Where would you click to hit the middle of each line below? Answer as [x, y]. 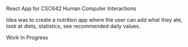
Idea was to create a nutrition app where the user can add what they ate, [94, 20]
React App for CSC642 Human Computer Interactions [71, 9]
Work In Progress [27, 37]
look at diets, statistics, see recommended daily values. [73, 26]
